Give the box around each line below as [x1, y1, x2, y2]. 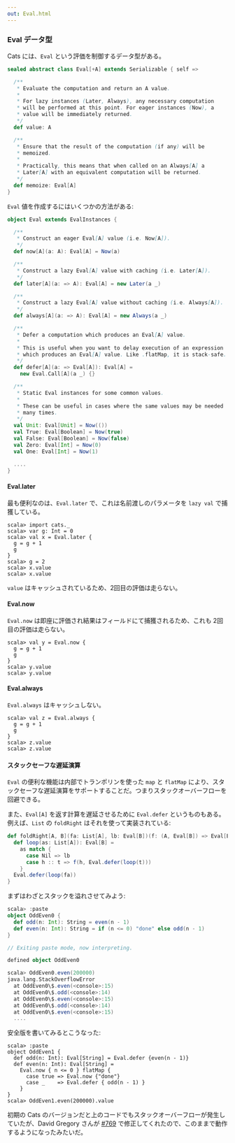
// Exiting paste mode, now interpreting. [7, 944, 133, 951]
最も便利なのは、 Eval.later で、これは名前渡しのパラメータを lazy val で [7, 498, 222, 507]
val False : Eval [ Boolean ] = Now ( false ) [13, 435, 130, 443]
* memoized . [16, 150, 52, 157]
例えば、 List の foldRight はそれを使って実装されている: [7, 819, 171, 827]
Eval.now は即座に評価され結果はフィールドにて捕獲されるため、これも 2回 [7, 616, 224, 624]
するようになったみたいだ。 [7, 1128, 87, 1137]
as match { [20, 845, 52, 853]
